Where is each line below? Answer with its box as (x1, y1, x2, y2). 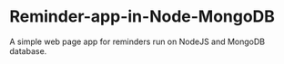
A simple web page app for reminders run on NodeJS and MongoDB (9, 36, 266, 47)
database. (9, 45, 47, 56)
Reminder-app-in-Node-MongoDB (9, 6, 276, 27)
